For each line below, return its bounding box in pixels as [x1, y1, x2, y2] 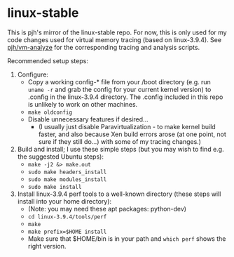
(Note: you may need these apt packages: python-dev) [27, 204, 187, 213]
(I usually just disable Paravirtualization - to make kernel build [38, 122, 216, 131]
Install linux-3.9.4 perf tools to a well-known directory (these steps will [17, 190, 221, 198]
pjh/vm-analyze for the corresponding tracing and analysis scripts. [7, 43, 200, 51]
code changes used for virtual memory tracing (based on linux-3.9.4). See [7, 35, 222, 44]
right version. [27, 242, 67, 250]
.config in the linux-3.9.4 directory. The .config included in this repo [27, 93, 223, 101]
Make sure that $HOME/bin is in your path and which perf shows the [27, 234, 226, 243]
